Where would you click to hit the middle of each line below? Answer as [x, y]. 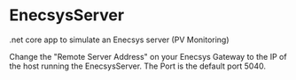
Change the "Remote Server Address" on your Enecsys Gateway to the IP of [148, 56]
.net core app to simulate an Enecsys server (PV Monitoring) [119, 40]
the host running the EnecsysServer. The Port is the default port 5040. [137, 66]
